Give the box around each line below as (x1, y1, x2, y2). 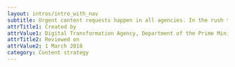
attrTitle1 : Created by (7, 23, 77, 30)
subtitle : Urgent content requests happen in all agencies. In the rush (7, 17, 224, 24)
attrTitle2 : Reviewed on (7, 36, 80, 43)
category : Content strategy (7, 50, 90, 57)
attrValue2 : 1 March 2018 (7, 43, 83, 50)
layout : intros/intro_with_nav (7, 10, 99, 17)
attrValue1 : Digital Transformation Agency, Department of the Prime (7, 29, 215, 37)
